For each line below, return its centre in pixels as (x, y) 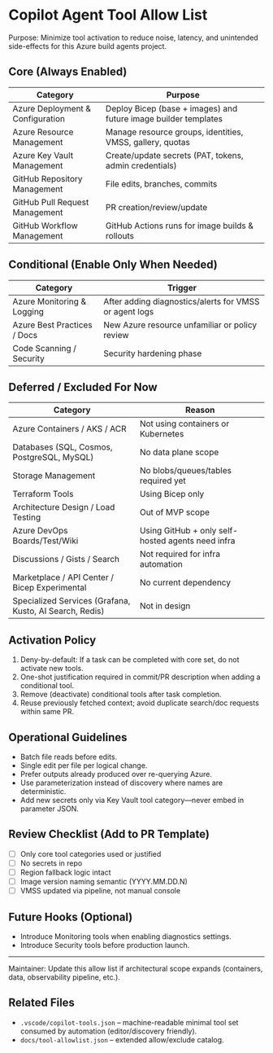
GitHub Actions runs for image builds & (180, 226)
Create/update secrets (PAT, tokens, (174, 155)
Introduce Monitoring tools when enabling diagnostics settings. (126, 936)
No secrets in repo (51, 863)
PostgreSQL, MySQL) (53, 458)
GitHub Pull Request (51, 202)
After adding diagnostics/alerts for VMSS (182, 301)
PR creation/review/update (156, 207)
